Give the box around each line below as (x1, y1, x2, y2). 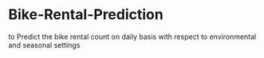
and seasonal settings (8, 40, 81, 49)
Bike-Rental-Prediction (8, 6, 164, 24)
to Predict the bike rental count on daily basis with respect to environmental (8, 32, 257, 41)
